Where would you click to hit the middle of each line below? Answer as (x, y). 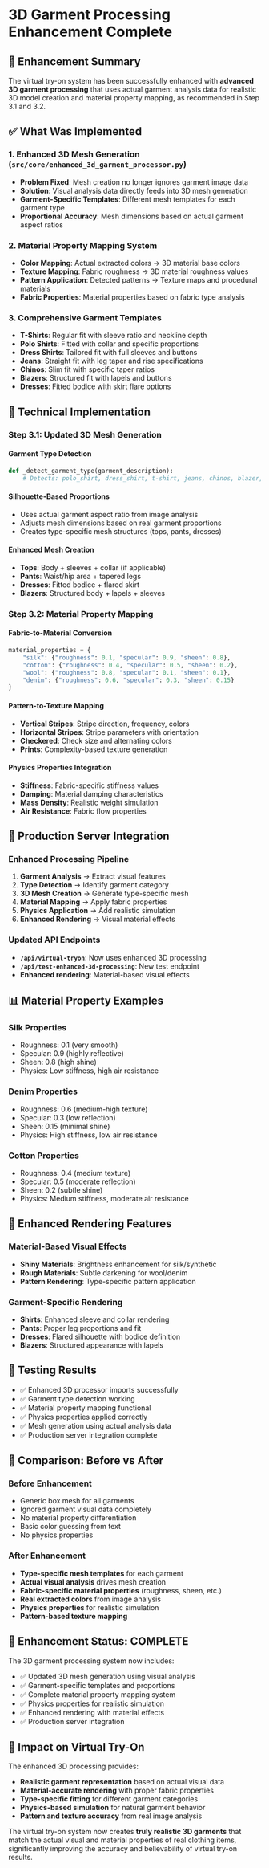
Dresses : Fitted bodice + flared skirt (80, 585)
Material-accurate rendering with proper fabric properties (117, 1791)
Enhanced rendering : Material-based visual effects (104, 974)
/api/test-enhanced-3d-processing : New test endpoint (110, 966)
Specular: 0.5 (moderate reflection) (78, 1181)
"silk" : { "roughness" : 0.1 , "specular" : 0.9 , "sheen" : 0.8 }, (126, 657)
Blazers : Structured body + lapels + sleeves (92, 593)
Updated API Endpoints (54, 940)
